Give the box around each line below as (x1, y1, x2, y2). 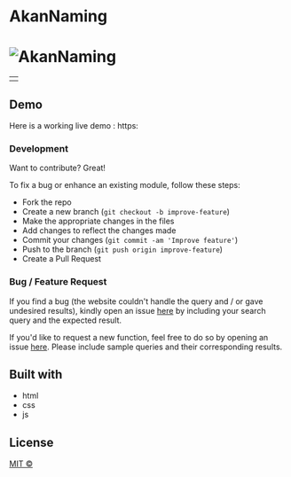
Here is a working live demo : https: (9, 120, 139, 130)
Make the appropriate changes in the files (21, 215, 175, 227)
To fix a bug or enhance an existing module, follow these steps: (9, 180, 241, 191)
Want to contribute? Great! (9, 162, 106, 174)
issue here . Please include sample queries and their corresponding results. (9, 341, 283, 352)
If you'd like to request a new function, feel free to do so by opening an (9, 332, 269, 342)
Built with (9, 366, 63, 382)
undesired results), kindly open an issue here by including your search (9, 305, 266, 316)
